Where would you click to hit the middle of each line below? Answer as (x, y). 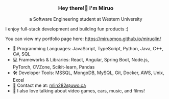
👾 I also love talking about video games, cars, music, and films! (79, 91)
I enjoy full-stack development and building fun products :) (67, 29)
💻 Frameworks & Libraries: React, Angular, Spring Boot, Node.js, (81, 60)
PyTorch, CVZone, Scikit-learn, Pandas (54, 67)
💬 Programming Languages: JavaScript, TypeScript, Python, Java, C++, (88, 49)
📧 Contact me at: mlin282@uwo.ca (49, 85)
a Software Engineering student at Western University (86, 19)
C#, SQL (21, 54)
